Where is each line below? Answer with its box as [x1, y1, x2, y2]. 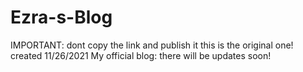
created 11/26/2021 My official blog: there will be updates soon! [10, 49, 272, 61]
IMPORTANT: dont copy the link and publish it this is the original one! [10, 39, 294, 51]
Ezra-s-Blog [10, 6, 113, 29]
